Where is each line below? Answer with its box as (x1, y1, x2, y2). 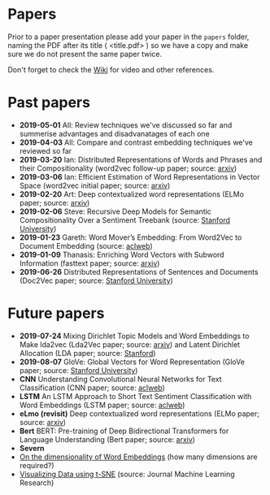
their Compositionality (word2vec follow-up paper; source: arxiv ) (19, 163, 237, 173)
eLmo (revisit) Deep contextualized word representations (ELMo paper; (19, 408, 260, 419)
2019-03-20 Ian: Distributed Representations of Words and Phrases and (19, 154, 263, 164)
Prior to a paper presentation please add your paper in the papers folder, (7, 32, 250, 41)
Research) (19, 477, 54, 488)
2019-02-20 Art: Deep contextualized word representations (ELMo (19, 189, 245, 199)
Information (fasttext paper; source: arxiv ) (19, 258, 160, 268)
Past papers (7, 93, 91, 112)
